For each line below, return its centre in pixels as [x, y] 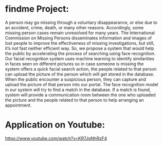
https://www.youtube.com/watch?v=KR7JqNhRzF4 [56, 138]
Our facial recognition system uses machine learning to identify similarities [80, 58]
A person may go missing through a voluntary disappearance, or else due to [81, 22]
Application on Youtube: [55, 125]
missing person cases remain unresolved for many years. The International [80, 33]
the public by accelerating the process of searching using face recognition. [80, 53]
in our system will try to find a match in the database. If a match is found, [78, 90]
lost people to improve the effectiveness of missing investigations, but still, [80, 43]
